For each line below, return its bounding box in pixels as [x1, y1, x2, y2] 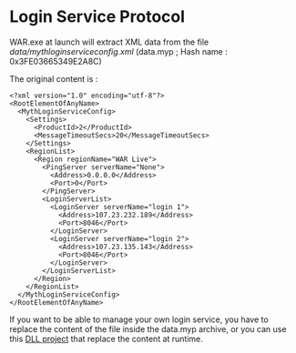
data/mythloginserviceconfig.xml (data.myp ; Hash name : [9, 45, 228, 56]
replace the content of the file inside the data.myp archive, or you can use [9, 323, 287, 334]
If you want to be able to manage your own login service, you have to [9, 314, 269, 325]
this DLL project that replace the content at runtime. [9, 333, 203, 344]
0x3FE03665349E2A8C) [9, 55, 102, 66]
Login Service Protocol [9, 6, 185, 27]
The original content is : [9, 73, 98, 84]
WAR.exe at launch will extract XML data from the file [9, 36, 209, 47]
